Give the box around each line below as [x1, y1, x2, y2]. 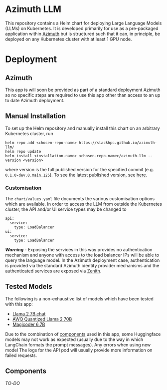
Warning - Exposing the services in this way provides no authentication [5, 247, 153, 253]
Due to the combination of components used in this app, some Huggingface [5, 331, 161, 337]
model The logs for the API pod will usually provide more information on [5, 347, 153, 353]
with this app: [5, 301, 33, 307]
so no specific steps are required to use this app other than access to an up [5, 92, 161, 98]
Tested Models [5, 282, 52, 291]
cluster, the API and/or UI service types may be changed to [5, 206, 127, 212]
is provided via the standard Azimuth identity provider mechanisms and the [5, 263, 160, 269]
